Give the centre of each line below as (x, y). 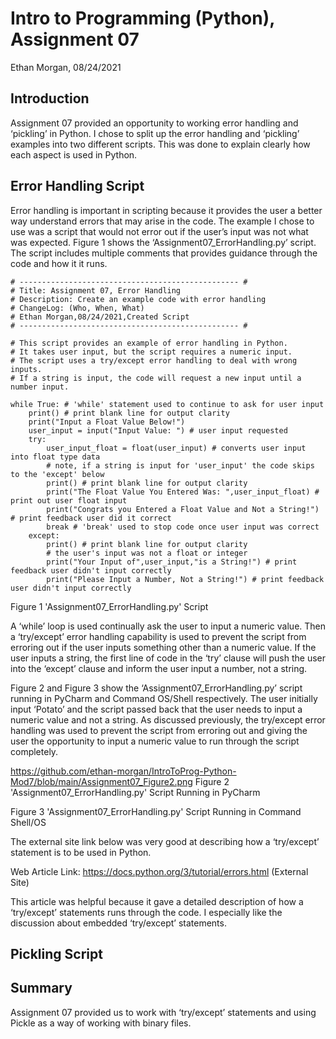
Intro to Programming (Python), (142, 18)
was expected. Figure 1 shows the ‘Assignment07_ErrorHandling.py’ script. (163, 242)
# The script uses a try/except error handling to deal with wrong (154, 360)
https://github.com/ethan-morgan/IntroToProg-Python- (123, 771)
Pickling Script (56, 953)
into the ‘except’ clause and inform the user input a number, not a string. (159, 668)
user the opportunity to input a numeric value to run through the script (155, 741)
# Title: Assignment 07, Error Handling (96, 290)
